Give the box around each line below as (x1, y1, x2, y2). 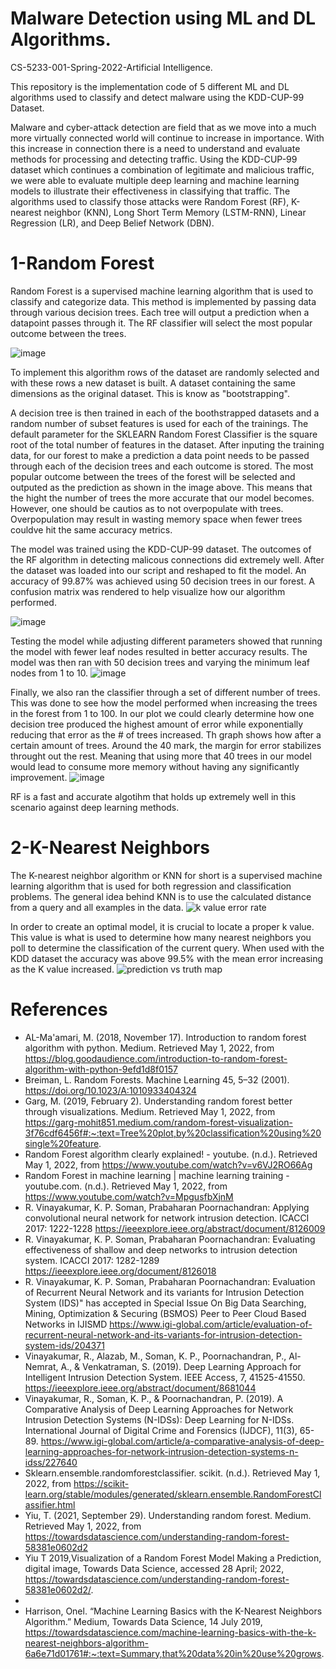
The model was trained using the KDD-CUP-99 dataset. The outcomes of (10, 543, 312, 555)
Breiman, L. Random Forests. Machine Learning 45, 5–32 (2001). (24, 1073, 290, 1086)
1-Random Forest (10, 252, 155, 275)
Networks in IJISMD (24, 1318, 108, 1330)
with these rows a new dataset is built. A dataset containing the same (10, 377, 296, 389)
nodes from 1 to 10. (10, 667, 89, 679)
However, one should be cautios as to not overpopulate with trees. (10, 502, 284, 514)
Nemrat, (24, 1360, 59, 1372)
